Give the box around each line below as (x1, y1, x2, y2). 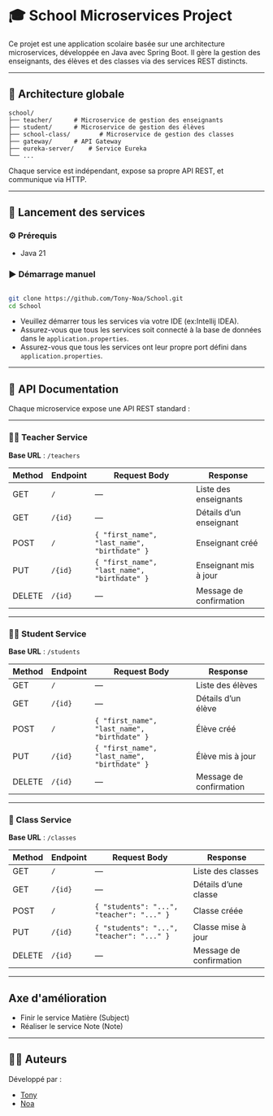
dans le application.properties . (19, 334, 129, 344)
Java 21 (19, 249, 46, 258)
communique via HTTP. (8, 174, 87, 184)
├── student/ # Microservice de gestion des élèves (8, 123, 206, 131)
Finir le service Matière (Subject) (19, 1013, 130, 1023)
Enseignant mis (196, 559, 254, 571)
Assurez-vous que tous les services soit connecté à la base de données (19, 325, 262, 335)
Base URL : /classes (8, 832, 77, 842)
